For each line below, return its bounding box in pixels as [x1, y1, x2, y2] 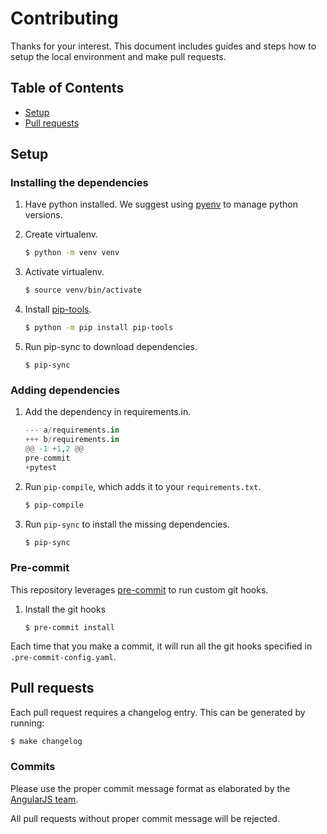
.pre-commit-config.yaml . [10, 650, 117, 662]
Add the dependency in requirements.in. [24, 406, 192, 418]
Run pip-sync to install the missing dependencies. [24, 518, 230, 530]
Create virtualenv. [24, 228, 99, 241]
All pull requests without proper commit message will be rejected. [10, 812, 280, 824]
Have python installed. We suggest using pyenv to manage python [24, 198, 298, 211]
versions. [24, 209, 63, 221]
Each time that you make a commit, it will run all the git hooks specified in [10, 640, 313, 652]
